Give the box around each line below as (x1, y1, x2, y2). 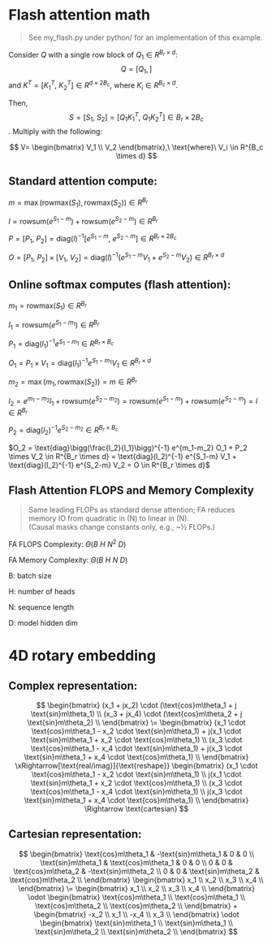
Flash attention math (8, 6, 150, 24)
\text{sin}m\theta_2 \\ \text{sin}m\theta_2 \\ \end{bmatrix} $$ (35, 926, 238, 936)
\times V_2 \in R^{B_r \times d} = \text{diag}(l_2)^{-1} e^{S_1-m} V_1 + (8, 451, 237, 461)
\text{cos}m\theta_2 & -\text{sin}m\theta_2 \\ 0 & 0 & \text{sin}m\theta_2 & (13, 866, 260, 876)
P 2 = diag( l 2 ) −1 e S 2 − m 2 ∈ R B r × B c (8, 424, 119, 436)
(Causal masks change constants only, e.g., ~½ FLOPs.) (28, 522, 216, 532)
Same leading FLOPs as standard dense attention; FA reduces (28, 505, 235, 515)
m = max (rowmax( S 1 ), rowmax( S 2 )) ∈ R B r (8, 196, 149, 209)
